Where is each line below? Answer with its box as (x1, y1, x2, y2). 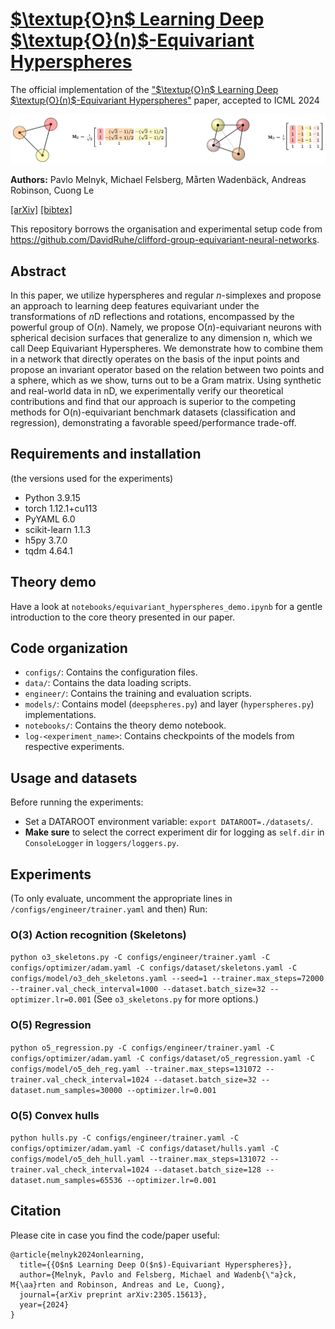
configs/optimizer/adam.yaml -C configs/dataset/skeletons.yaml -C (10, 963, 298, 973)
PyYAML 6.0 (24, 513, 76, 525)
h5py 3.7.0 (24, 534, 68, 546)
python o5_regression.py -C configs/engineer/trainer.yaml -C (10, 1043, 275, 1053)
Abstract (10, 263, 67, 280)
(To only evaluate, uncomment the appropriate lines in (10, 893, 233, 905)
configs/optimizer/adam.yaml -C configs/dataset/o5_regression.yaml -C (10, 1053, 315, 1063)
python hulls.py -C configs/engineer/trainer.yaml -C (10, 1133, 240, 1143)
